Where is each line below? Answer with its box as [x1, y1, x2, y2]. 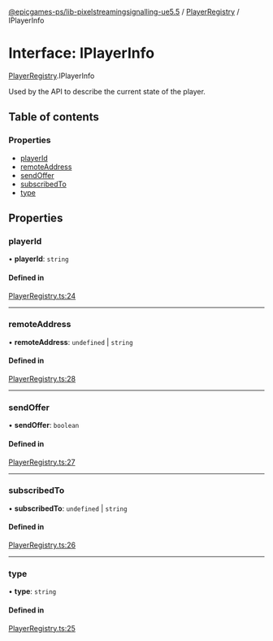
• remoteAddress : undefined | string [8, 337, 133, 347]
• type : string [8, 586, 57, 596]
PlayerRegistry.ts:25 [8, 623, 76, 633]
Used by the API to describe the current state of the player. [8, 86, 206, 96]
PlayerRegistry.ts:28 [8, 374, 76, 384]
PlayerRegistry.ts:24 [8, 290, 76, 300]
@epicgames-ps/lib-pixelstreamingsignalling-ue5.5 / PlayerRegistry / [8, 7, 240, 16]
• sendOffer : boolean [8, 421, 80, 430]
